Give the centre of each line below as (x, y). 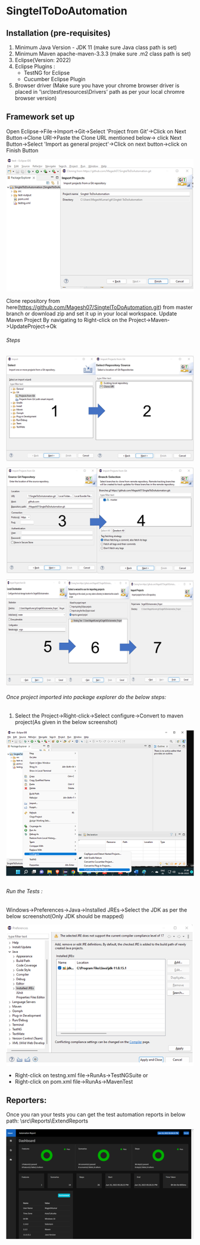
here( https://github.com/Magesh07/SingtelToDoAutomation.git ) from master (100, 307)
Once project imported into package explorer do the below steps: (86, 697)
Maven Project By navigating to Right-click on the (67, 320)
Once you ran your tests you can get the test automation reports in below (96, 1115)
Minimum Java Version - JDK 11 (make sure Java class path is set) (96, 47)
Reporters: (26, 1100)
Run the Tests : (24, 891)
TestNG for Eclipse (47, 73)
